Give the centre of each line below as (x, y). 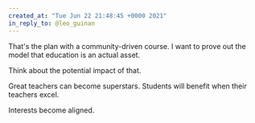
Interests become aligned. (51, 110)
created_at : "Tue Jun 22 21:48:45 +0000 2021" (88, 16)
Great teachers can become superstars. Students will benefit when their (127, 86)
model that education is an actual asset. (74, 55)
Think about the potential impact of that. (75, 70)
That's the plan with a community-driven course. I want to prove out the (127, 46)
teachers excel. (34, 94)
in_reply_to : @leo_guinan (51, 23)
